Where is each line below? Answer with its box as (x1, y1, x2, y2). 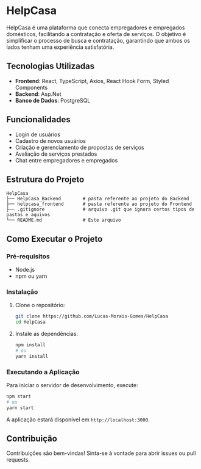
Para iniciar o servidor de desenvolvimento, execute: (6, 382, 138, 389)
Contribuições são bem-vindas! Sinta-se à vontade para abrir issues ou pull (6, 449, 196, 457)
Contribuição (6, 434, 58, 444)
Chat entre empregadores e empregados (15, 156, 118, 164)
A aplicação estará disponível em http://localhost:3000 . (6, 416, 150, 423)
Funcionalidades (6, 114, 71, 125)
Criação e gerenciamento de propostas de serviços (15, 144, 144, 151)
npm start (6, 393, 32, 400)
